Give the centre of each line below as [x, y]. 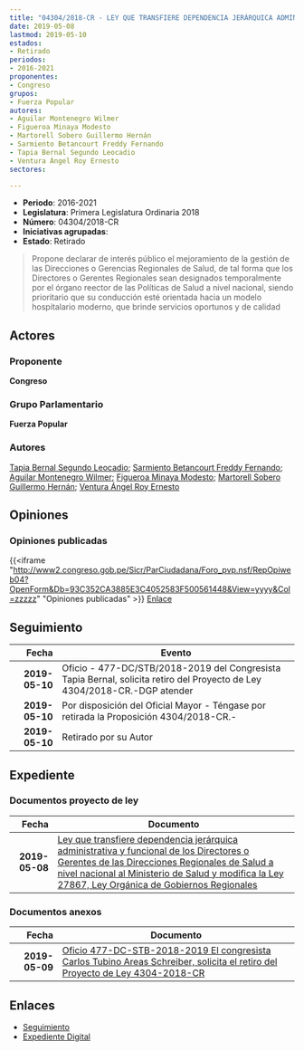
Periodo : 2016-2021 [59, 203]
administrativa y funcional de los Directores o [153, 850]
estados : [26, 43]
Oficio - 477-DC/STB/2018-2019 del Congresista [171, 668]
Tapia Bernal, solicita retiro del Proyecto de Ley [162, 680]
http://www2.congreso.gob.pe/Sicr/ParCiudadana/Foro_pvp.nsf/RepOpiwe [152, 570]
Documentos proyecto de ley [74, 800]
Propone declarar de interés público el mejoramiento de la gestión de [160, 259]
